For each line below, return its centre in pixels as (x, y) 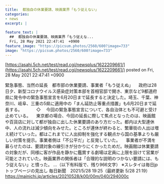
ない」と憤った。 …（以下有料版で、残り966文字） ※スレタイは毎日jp (88, 164)
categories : (17, 14)
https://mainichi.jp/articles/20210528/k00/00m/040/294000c (67, 176)
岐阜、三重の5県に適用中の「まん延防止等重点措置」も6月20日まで (85, 103)
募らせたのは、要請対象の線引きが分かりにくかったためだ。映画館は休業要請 (82, 146)
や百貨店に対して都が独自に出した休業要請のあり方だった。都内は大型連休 (80, 122)
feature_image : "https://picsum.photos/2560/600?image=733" (68, 46)
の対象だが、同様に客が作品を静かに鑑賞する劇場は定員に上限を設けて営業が (82, 152)
